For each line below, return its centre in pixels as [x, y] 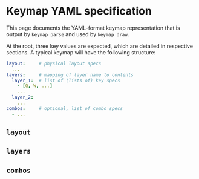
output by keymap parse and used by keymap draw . [68, 34]
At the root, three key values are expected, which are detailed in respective [100, 46]
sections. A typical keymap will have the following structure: [81, 52]
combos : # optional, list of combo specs [64, 108]
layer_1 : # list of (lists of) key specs [66, 80]
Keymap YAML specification [79, 11]
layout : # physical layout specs [54, 63]
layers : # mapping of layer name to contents [70, 75]
